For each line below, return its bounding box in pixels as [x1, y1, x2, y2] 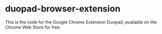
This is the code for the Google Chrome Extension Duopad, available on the [5, 19, 157, 25]
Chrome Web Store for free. [5, 24, 61, 30]
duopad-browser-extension [5, 3, 121, 14]
